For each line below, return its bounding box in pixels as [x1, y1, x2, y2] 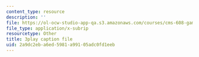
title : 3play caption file [6, 36, 73, 42]
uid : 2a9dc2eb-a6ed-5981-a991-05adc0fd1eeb [6, 42, 115, 48]
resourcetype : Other [6, 31, 57, 37]
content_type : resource [6, 8, 65, 15]
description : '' [6, 14, 46, 20]
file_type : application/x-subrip [6, 25, 89, 31]
